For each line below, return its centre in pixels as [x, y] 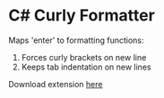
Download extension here [56, 84]
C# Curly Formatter [82, 16]
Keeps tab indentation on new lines [86, 67]
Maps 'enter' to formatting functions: [76, 40]
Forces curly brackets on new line [84, 57]
